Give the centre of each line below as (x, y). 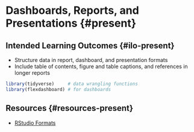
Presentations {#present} (71, 23)
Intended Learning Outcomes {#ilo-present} (90, 46)
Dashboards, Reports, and (72, 11)
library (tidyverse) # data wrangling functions (72, 84)
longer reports (32, 73)
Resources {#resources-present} (70, 108)
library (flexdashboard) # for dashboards (58, 89)
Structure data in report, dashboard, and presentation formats (91, 60)
